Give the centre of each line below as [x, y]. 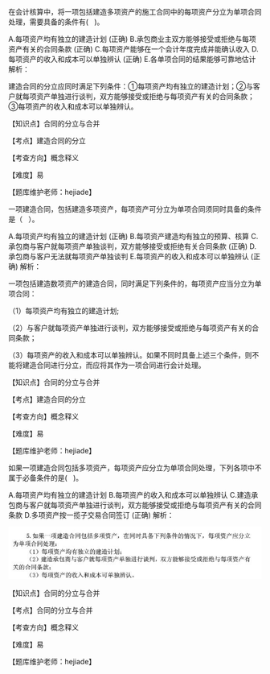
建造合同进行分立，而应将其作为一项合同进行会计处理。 [114, 365]
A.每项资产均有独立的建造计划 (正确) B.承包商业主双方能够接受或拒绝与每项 [132, 39]
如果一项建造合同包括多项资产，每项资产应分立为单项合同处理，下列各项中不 [135, 468]
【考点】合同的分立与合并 [51, 610]
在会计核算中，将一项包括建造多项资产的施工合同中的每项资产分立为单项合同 [135, 12]
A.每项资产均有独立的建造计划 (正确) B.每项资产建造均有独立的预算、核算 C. [133, 236]
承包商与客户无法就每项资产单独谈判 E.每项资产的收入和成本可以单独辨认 [129, 256]
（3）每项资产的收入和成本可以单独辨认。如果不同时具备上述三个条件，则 [130, 355]
